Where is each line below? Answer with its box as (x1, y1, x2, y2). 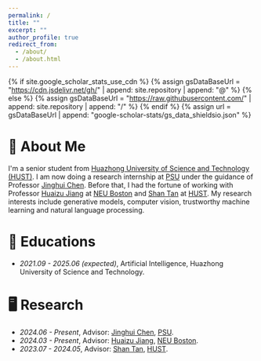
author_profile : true (8, 33, 79, 42)
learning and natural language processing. (8, 205, 145, 214)
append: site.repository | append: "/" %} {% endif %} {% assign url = (8, 101, 231, 111)
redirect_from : (8, 41, 58, 49)
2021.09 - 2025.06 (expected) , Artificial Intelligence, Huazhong (19, 258, 223, 268)
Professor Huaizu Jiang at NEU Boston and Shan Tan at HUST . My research (8, 188, 252, 198)
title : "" (8, 19, 41, 27)
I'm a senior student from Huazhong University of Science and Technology (8, 163, 250, 173)
